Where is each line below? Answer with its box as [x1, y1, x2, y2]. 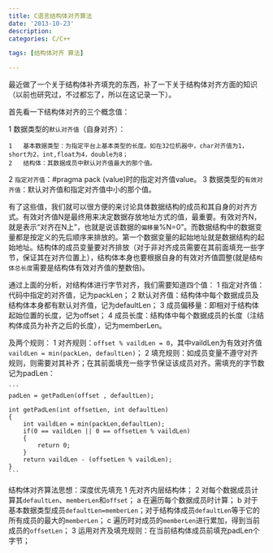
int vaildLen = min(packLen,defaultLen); [23, 420, 165, 429]
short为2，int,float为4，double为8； [8, 151, 128, 159]
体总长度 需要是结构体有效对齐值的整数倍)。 [8, 263, 149, 273]
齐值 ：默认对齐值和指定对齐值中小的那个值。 [8, 184, 156, 195]
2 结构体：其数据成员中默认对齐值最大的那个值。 [8, 159, 157, 167]
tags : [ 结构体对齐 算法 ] [8, 50, 84, 58]
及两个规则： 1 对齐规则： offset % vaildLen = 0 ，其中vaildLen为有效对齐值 [8, 338, 262, 348]
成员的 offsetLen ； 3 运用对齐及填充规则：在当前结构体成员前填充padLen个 [8, 525, 260, 536]
